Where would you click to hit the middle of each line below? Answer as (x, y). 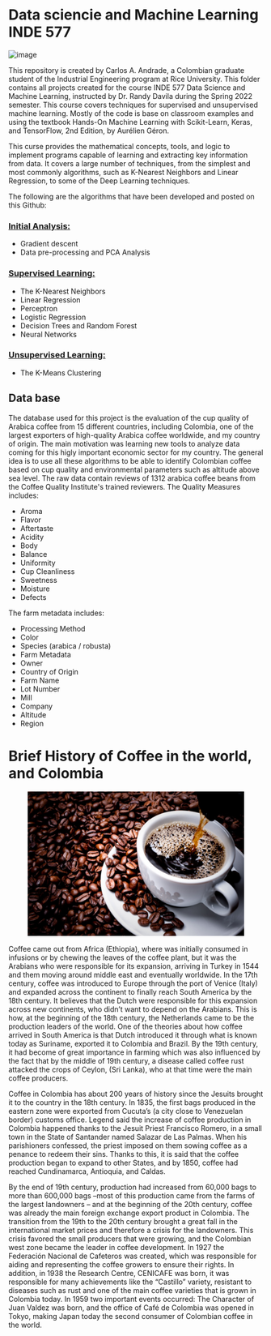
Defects (33, 597)
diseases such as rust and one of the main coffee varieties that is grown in (132, 1290)
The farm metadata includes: (57, 613)
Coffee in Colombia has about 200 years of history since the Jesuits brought (136, 1094)
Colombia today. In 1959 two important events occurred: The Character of (131, 1299)
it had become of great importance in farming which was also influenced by (134, 1052)
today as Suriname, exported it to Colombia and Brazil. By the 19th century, (133, 1043)
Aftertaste (37, 528)
